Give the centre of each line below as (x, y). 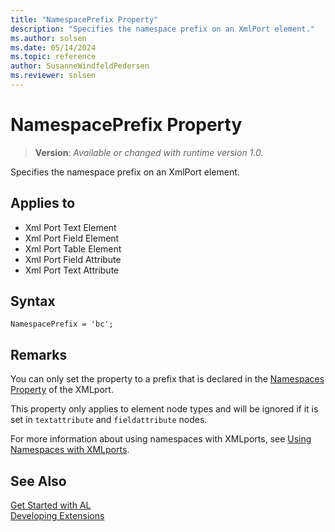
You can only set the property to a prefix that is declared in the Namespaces (167, 379)
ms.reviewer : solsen (53, 76)
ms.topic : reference (53, 57)
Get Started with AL (51, 505)
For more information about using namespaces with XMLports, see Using (161, 439)
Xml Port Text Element (70, 227)
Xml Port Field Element (72, 238)
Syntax (33, 301)
